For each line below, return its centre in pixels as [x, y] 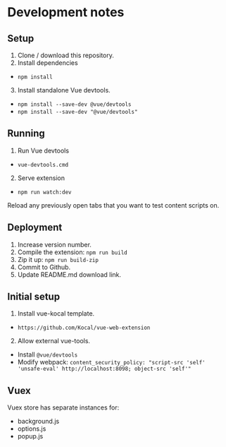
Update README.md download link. [69, 274]
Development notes [66, 12]
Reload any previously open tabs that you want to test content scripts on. [113, 205]
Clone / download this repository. [66, 55]
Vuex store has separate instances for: [63, 407]
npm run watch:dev [44, 192]
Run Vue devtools [43, 150]
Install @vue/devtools [48, 354]
